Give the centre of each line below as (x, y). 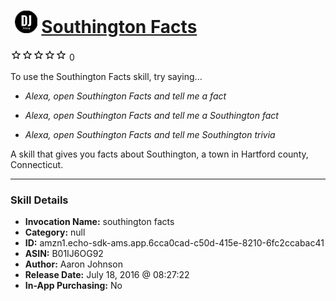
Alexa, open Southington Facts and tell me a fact (125, 96)
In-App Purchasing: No (73, 286)
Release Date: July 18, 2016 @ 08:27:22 (107, 275)
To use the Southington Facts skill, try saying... (106, 76)
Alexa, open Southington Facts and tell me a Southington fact (151, 115)
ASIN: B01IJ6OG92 (64, 254)
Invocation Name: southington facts (99, 222)
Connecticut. (37, 164)
